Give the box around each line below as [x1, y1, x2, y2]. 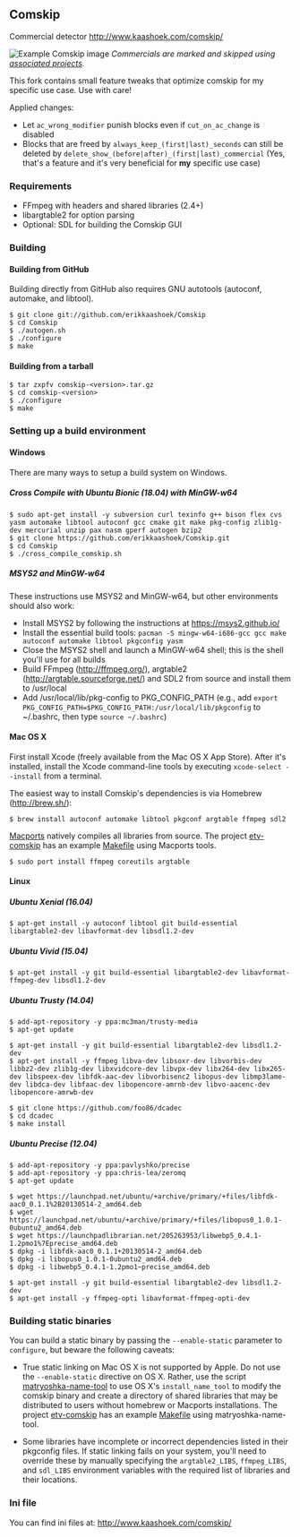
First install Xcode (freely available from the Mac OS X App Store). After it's [9, 751, 287, 762]
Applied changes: [9, 102, 74, 113]
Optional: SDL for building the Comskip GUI [21, 219, 183, 230]
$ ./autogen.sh [9, 326, 66, 335]
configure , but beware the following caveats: [9, 1344, 175, 1355]
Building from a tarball [9, 360, 94, 371]
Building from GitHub [9, 263, 90, 274]
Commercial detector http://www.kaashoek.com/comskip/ [9, 30, 224, 41]
